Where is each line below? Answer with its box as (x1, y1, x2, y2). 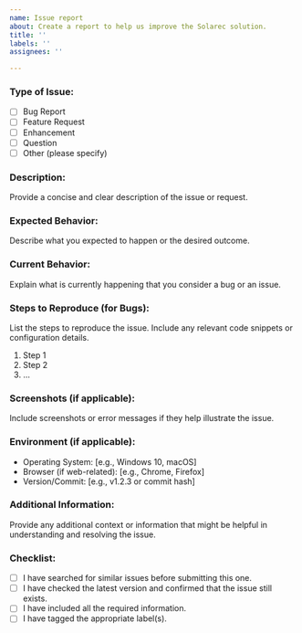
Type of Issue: (9, 86, 75, 99)
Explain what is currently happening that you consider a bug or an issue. (9, 279, 281, 290)
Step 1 (22, 349, 47, 361)
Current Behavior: (9, 258, 91, 270)
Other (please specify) (22, 147, 108, 158)
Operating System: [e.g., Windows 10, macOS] (22, 456, 197, 467)
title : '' (9, 30, 47, 39)
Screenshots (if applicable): (9, 392, 135, 405)
